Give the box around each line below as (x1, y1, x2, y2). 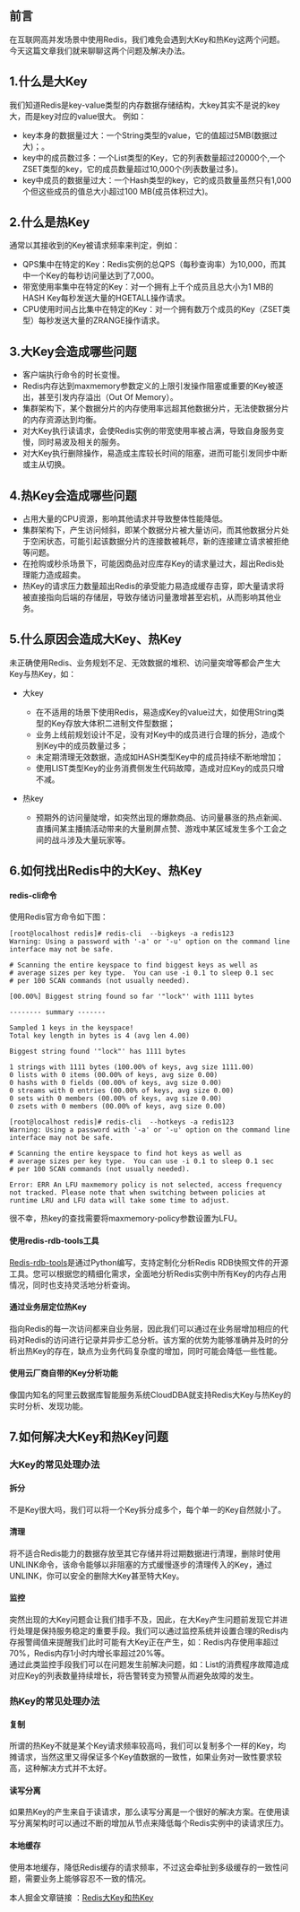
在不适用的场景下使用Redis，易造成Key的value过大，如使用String (35, 707, 278, 717)
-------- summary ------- (9, 1008, 106, 1017)
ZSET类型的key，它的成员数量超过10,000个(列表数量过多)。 (21, 163, 244, 174)
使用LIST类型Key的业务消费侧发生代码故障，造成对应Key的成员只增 (35, 762, 285, 773)
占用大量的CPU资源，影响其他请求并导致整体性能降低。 (21, 514, 228, 525)
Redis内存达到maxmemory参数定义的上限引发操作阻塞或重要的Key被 (21, 380, 276, 392)
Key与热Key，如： (9, 668, 77, 679)
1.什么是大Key (9, 74, 88, 90)
